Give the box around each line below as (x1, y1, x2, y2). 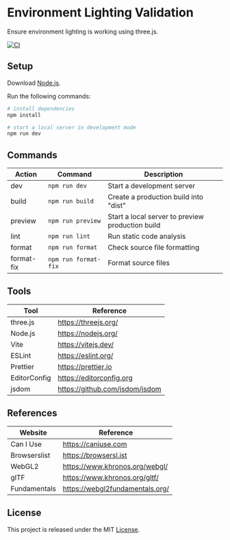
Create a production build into (107, 192, 204, 202)
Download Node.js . (7, 79, 61, 87)
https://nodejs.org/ (57, 329, 118, 338)
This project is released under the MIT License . (7, 525, 140, 533)
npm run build (47, 197, 94, 205)
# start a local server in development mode (7, 124, 136, 131)
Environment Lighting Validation (7, 5, 194, 21)
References (7, 407, 57, 419)
